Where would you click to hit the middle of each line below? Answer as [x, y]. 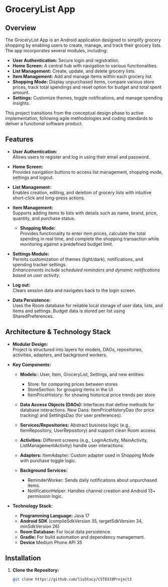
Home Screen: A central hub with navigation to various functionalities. [85, 66]
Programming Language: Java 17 [55, 516]
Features [19, 139]
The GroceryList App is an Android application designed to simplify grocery [83, 40]
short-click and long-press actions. [49, 198]
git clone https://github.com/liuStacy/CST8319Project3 [72, 579]
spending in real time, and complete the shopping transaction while [90, 239]
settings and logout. [33, 177]
